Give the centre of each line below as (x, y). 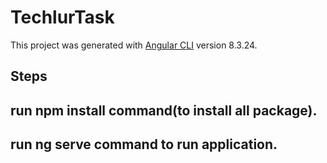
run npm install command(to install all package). (164, 110)
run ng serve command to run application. (144, 144)
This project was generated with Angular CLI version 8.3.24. (134, 45)
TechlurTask (62, 17)
